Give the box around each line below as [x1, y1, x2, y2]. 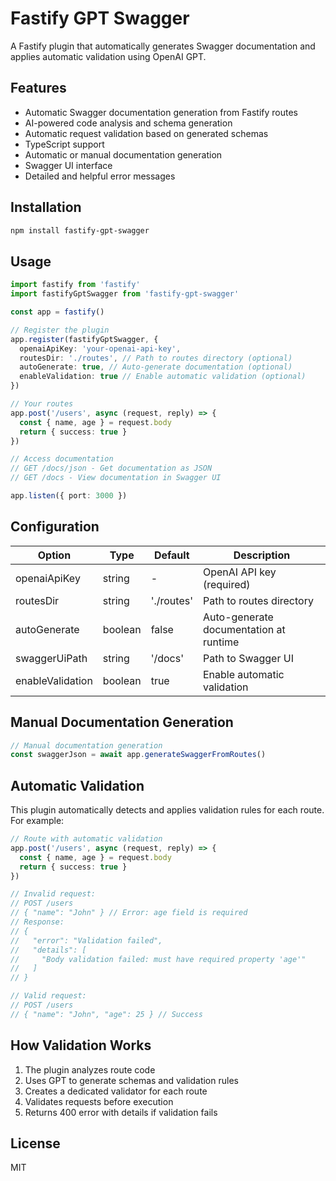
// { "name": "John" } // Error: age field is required [10, 908, 248, 918]
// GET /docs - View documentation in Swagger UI [10, 473, 222, 483]
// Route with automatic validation [10, 834, 163, 844]
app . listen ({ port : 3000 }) [10, 491, 128, 501]
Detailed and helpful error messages [24, 170, 176, 182]
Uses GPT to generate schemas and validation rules [24, 1074, 239, 1086]
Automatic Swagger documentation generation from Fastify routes [24, 106, 299, 118]
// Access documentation [10, 454, 114, 464]
